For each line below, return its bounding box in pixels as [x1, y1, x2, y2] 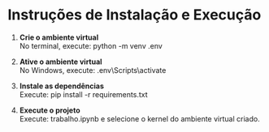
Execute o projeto [19, 105, 80, 115]
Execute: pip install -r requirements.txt [19, 89, 148, 99]
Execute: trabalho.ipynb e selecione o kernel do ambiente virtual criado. [19, 113, 261, 123]
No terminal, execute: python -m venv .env [19, 40, 163, 50]
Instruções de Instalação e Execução [7, 6, 262, 24]
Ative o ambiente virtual [19, 57, 102, 66]
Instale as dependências [19, 81, 105, 91]
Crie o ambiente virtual [19, 32, 99, 42]
